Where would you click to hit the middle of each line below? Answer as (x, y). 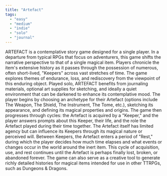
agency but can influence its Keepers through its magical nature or (74, 131)
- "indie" (20, 28)
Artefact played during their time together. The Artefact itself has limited (79, 126)
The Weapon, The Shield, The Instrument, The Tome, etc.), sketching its (79, 105)
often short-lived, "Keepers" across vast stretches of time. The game (76, 73)
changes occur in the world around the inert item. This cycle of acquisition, (82, 147)
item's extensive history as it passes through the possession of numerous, (82, 67)
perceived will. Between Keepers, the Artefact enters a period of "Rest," (79, 136)
